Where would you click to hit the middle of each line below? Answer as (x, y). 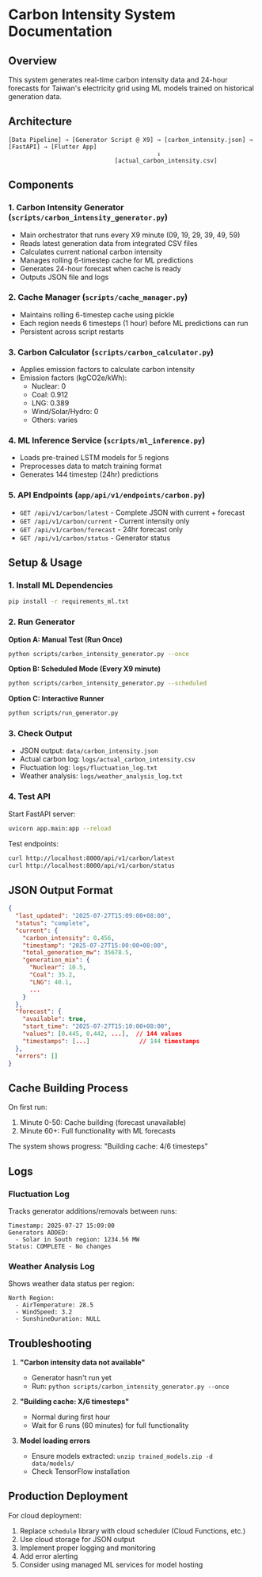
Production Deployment (68, 1496)
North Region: (32, 1299)
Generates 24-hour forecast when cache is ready (101, 268)
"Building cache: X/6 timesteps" (74, 1402)
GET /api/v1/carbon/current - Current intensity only (104, 520)
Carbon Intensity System (92, 15)
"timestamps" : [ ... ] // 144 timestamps (111, 1041)
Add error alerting (49, 1556)
